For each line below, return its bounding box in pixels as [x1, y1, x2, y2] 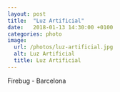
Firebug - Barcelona [7, 76, 66, 85]
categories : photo [7, 30, 62, 38]
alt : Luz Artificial [14, 51, 75, 58]
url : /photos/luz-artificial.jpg [14, 44, 114, 51]
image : [7, 37, 27, 44]
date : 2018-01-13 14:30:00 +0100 [7, 24, 114, 31]
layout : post [7, 10, 46, 18]
